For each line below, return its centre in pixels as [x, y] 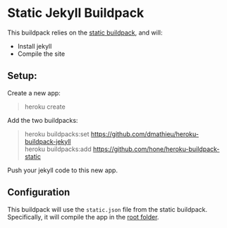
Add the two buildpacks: [43, 120]
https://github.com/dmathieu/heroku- [145, 134]
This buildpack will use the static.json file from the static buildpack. [108, 209]
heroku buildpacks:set [57, 134]
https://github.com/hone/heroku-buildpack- [156, 149]
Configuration [39, 192]
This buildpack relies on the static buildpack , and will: [85, 32]
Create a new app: [34, 92]
